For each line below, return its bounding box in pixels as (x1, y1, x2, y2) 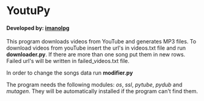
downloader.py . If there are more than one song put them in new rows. (6, 51, 186, 58)
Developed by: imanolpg (6, 24, 70, 31)
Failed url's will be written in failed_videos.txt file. (6, 58, 130, 65)
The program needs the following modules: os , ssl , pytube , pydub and (6, 81, 183, 89)
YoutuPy (6, 4, 51, 18)
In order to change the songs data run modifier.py (6, 69, 133, 77)
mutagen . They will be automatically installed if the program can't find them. (6, 88, 199, 95)
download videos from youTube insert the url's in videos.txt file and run (6, 44, 186, 52)
